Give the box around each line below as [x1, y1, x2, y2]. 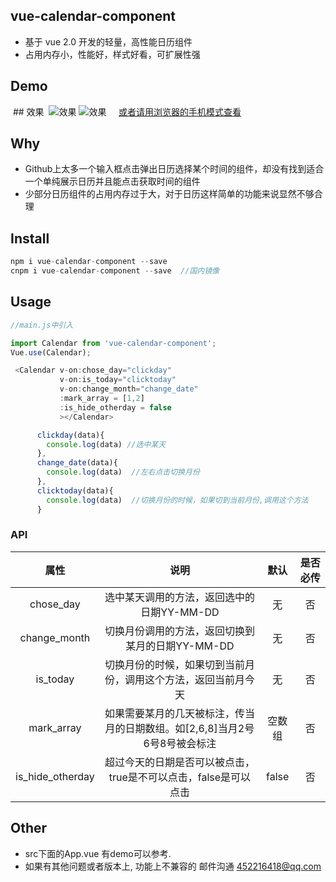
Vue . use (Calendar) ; [10, 347, 92, 358]
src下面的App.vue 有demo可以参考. [24, 847, 172, 859]
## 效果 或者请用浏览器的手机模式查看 [12, 105, 242, 118]
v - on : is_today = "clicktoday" [59, 375, 177, 385]
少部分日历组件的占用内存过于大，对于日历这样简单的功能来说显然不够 [24, 188, 315, 200]
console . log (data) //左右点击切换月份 [46, 467, 200, 478]
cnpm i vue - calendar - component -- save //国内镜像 [10, 266, 220, 276]
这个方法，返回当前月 [144, 672, 245, 686]
